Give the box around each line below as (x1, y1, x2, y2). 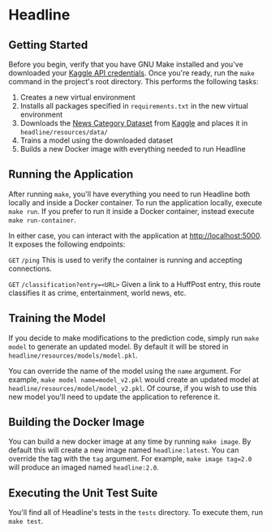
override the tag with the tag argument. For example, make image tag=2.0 (8, 454, 252, 464)
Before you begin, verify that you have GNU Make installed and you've (8, 59, 243, 69)
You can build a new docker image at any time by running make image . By (8, 436, 252, 447)
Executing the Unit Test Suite (8, 486, 158, 500)
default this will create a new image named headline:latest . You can (8, 445, 239, 455)
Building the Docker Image (8, 415, 145, 429)
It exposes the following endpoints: (8, 239, 126, 249)
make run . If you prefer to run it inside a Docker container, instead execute (8, 206, 255, 216)
